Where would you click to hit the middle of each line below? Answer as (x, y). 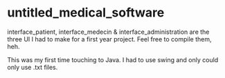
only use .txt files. (33, 67)
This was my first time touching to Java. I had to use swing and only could (113, 59)
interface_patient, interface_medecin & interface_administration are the (108, 32)
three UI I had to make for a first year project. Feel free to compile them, (110, 39)
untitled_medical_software (86, 13)
